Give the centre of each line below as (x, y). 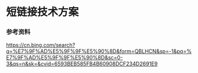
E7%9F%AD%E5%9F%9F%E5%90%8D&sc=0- (64, 58)
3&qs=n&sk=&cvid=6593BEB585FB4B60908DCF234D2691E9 (82, 64)
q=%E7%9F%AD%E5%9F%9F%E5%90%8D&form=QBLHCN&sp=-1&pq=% (99, 51)
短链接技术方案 (43, 12)
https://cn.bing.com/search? (41, 45)
